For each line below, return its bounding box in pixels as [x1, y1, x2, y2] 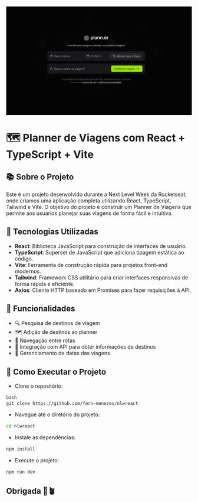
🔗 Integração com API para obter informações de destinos [14, 343, 156, 350]
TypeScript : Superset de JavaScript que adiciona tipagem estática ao [14, 249, 184, 256]
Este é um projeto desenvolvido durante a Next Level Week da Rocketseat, [6, 191, 187, 198]
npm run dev [6, 469, 35, 475]
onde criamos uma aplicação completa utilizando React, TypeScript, [6, 197, 172, 204]
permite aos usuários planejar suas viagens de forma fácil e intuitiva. [6, 210, 173, 217]
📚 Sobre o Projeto [6, 172, 74, 182]
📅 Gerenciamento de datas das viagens [14, 350, 110, 357]
